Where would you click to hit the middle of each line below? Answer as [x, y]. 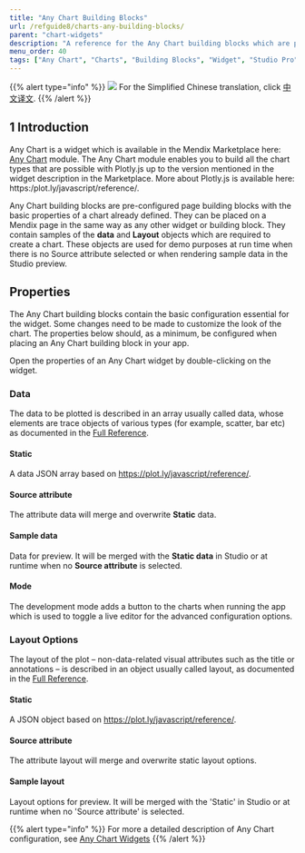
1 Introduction [49, 128]
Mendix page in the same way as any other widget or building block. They [148, 224]
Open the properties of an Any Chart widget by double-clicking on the [140, 361]
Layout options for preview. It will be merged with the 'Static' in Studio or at [150, 801]
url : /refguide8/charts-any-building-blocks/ [97, 26]
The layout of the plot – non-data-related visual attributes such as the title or [152, 660]
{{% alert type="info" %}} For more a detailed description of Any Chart [142, 828]
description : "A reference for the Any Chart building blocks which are [150, 43]
